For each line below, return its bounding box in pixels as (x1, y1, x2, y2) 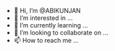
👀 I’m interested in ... (13, 14, 73, 22)
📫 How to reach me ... (13, 37, 79, 44)
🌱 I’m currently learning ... (13, 21, 89, 29)
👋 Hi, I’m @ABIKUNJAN (13, 7, 82, 14)
